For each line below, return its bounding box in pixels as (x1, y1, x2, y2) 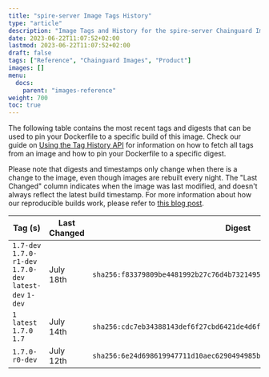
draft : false (8, 49, 52, 57)
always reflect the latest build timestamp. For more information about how (8, 190, 252, 200)
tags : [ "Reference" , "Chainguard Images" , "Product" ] (8, 57, 192, 65)
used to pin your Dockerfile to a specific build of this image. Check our (8, 132, 242, 141)
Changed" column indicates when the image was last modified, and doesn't (8, 181, 258, 191)
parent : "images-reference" (22, 86, 116, 95)
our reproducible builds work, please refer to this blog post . (8, 198, 204, 209)
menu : (8, 71, 26, 79)
